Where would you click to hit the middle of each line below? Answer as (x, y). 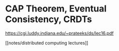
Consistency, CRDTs (48, 19)
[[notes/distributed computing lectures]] (47, 42)
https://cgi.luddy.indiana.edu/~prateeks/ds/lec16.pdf (59, 33)
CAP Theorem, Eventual (56, 9)
